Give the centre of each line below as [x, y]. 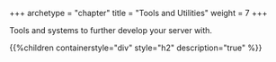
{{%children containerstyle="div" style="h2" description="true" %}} [136, 48]
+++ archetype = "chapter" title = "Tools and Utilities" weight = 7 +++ [138, 13]
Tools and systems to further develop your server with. [111, 30]
